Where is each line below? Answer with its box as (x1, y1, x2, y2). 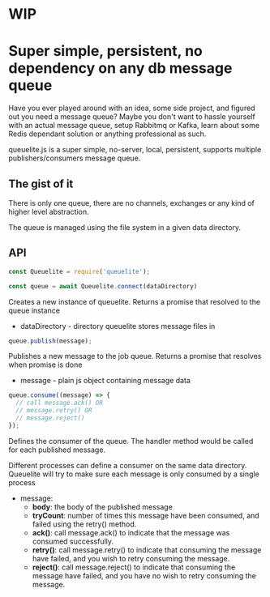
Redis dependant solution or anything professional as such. (8, 129, 207, 139)
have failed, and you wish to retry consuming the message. (32, 553, 230, 563)
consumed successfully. (32, 536, 114, 546)
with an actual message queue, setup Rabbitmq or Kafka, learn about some (8, 121, 260, 130)
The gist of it (8, 177, 74, 190)
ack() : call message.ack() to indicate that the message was (32, 527, 230, 537)
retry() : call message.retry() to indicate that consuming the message (32, 544, 262, 555)
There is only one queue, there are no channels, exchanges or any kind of (8, 198, 255, 207)
